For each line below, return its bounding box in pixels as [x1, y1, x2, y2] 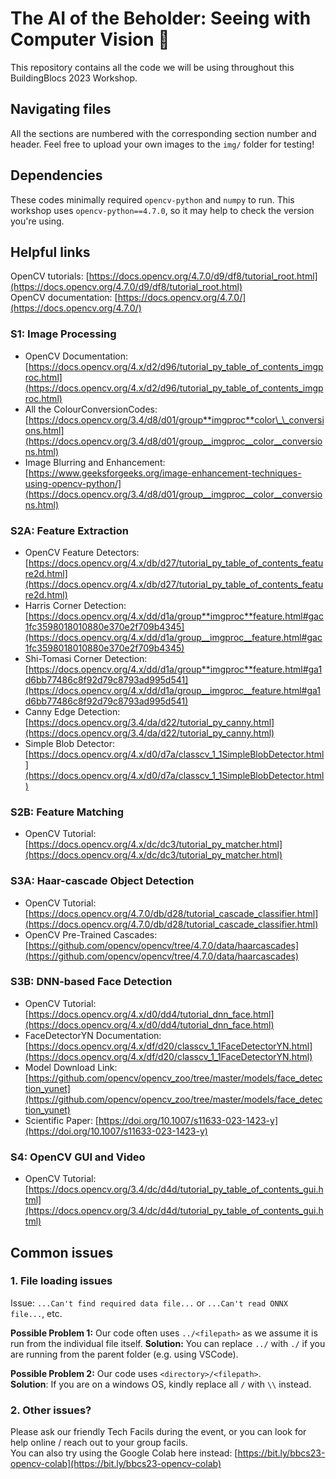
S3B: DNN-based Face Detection [10, 975, 173, 989]
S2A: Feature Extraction [10, 523, 130, 537]
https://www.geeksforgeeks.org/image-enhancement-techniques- [28, 467, 302, 479]
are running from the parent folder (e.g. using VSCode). [10, 1348, 239, 1360]
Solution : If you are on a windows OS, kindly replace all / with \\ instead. [10, 1378, 312, 1390]
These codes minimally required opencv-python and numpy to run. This [10, 193, 295, 206]
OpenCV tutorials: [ [10, 270, 90, 282]
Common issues [10, 1244, 114, 1261]
